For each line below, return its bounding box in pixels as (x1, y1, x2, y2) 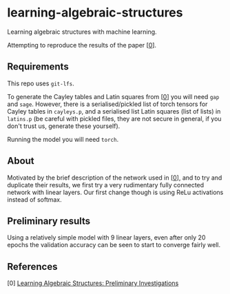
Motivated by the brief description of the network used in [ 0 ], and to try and (7, 174, 222, 182)
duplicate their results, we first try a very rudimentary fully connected (7, 180, 205, 189)
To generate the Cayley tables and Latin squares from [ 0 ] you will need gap (7, 92, 220, 101)
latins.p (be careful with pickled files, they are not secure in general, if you (7, 114, 222, 123)
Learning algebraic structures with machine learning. (7, 28, 157, 36)
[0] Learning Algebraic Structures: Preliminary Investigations (7, 279, 179, 287)
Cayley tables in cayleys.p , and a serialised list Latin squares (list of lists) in (7, 107, 221, 115)
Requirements (7, 61, 69, 73)
